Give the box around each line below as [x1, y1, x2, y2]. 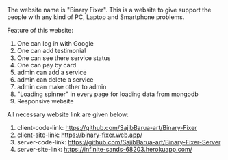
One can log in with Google [16, 39, 94, 47]
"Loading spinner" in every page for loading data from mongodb [16, 90, 199, 98]
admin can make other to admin [16, 83, 107, 91]
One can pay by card [16, 61, 77, 69]
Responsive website [16, 97, 74, 105]
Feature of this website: [7, 27, 74, 34]
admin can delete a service [16, 76, 94, 84]
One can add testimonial [16, 47, 86, 54]
